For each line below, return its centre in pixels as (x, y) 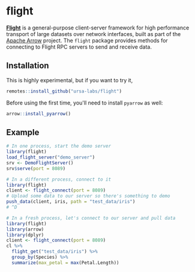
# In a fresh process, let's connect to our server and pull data (91, 218)
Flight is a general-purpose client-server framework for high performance (98, 28)
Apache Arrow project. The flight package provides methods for (87, 40)
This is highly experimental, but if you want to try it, (70, 80)
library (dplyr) (25, 235)
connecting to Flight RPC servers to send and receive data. (79, 47)
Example (23, 132)
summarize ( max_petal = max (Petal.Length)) (65, 262)
